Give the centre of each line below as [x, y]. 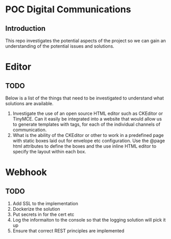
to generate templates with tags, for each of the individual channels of [87, 124]
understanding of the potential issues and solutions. [60, 46]
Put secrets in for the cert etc [43, 214]
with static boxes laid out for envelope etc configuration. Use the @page [89, 141]
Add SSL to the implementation [45, 203]
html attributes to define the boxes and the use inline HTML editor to [84, 146]
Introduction [26, 28]
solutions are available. [29, 103]
